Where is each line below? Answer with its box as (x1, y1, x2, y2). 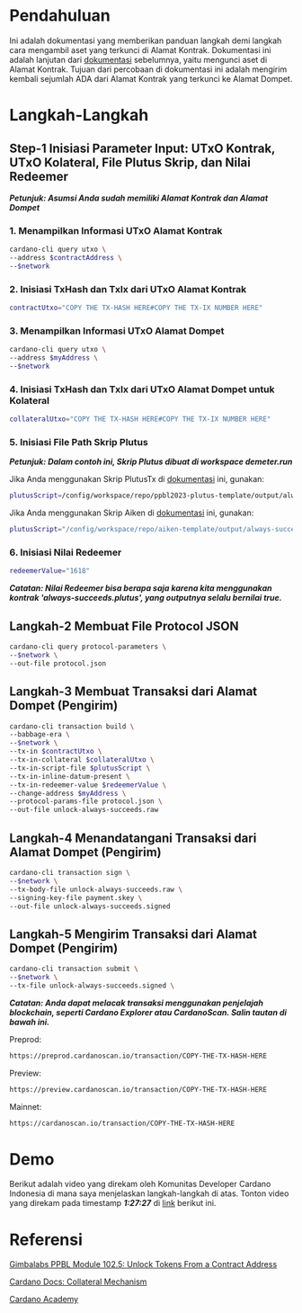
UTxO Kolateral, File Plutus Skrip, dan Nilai (9, 155, 252, 170)
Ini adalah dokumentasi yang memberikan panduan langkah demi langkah (9, 35, 282, 46)
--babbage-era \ (9, 730, 70, 739)
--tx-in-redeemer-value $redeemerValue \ (9, 780, 167, 790)
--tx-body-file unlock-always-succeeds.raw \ (9, 885, 182, 894)
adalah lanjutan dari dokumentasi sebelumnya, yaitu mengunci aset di (9, 54, 268, 65)
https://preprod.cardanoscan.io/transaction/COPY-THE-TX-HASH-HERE (9, 1051, 268, 1060)
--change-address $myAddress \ (9, 789, 127, 798)
